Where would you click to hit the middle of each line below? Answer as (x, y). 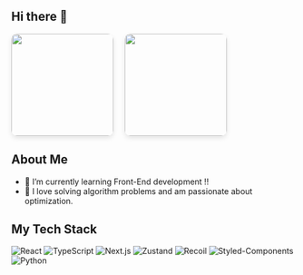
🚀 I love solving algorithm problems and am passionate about (138, 191)
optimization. (49, 201)
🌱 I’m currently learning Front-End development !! (117, 182)
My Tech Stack (54, 229)
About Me (39, 160)
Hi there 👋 (39, 17)
